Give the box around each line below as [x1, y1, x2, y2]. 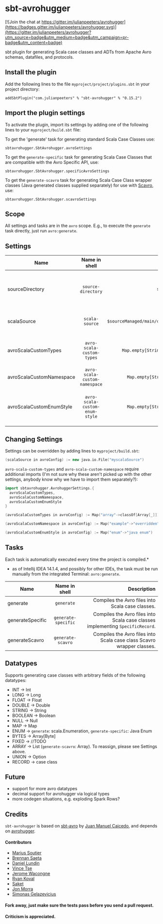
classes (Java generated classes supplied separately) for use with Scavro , [5, 182, 154, 188]
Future [5, 773, 26, 781]
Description [128, 585, 156, 592]
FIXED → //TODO [12, 738, 47, 744]
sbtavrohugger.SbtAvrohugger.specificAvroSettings [5, 168, 110, 174]
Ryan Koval [12, 876, 35, 882]
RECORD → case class [12, 759, 58, 764]
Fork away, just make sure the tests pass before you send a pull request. [5, 902, 154, 908]
